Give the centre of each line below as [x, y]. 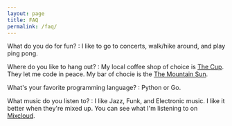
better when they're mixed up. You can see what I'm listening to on [102, 109]
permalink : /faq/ [32, 26]
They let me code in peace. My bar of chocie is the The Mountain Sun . [108, 74]
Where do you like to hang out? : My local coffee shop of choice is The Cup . [115, 67]
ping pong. [23, 53]
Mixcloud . [21, 116]
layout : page [26, 13]
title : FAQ [23, 20]
